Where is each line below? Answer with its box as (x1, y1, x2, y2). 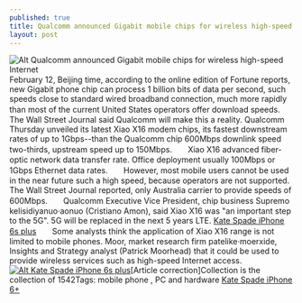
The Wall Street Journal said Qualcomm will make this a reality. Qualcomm (9, 115, 286, 125)
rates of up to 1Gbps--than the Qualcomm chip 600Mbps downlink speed (9, 133, 282, 144)
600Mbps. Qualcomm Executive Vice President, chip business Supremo (9, 196, 290, 207)
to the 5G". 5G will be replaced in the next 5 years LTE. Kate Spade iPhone (9, 216, 285, 226)
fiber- (261, 144, 282, 155)
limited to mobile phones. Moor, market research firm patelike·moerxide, (9, 236, 278, 247)
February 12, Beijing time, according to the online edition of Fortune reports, (9, 74, 291, 86)
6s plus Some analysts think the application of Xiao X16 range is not (9, 226, 275, 237)
